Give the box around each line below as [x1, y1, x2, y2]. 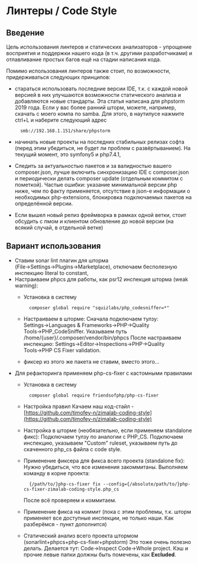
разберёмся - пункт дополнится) [23, 520, 108, 527]
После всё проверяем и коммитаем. [23, 497, 117, 504]
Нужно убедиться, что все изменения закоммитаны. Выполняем [23, 463, 188, 471]
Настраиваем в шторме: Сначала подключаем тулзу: [23, 315, 158, 322]
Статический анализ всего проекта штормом [23, 532, 138, 539]
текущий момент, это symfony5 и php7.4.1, [14, 151, 121, 158]
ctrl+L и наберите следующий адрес [14, 116, 107, 124]
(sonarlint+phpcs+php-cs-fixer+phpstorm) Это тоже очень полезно [23, 538, 191, 545]
